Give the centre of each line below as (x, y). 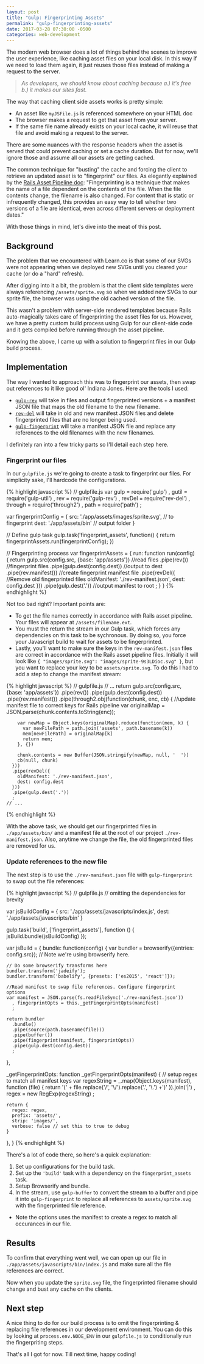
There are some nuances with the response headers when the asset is (94, 145)
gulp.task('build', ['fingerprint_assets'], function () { (71, 930)
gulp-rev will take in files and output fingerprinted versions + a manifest (105, 400)
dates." (15, 215)
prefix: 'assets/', (37, 1116)
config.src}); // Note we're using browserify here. (68, 954)
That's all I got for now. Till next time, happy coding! (71, 1354)
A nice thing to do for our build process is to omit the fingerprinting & (93, 1323)
